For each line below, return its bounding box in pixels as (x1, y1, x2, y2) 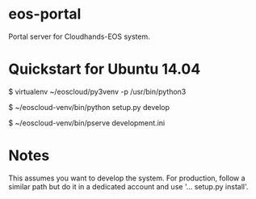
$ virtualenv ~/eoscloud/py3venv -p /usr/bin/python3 (8, 87, 187, 96)
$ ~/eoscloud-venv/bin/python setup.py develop (8, 102, 170, 112)
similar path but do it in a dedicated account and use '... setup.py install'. (8, 181, 249, 191)
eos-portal (8, 5, 82, 23)
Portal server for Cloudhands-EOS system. (8, 32, 151, 41)
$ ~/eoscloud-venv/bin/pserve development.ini (8, 118, 166, 128)
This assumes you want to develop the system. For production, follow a (8, 173, 246, 183)
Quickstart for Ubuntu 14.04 (8, 60, 201, 78)
